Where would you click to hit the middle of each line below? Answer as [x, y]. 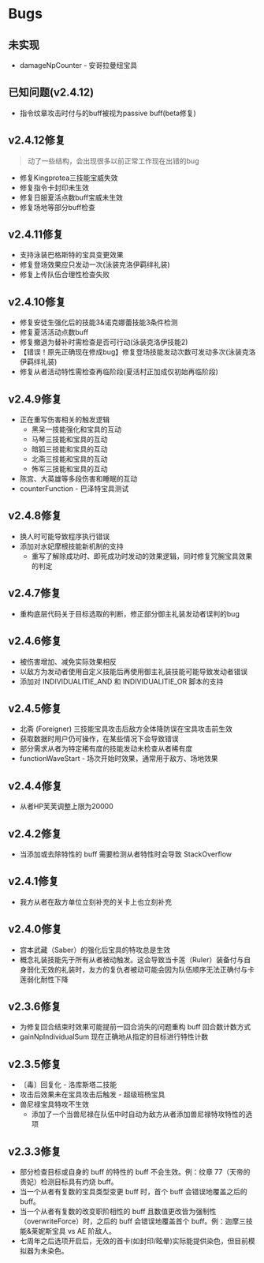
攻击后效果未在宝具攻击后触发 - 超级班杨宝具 [92, 1095]
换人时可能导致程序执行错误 [65, 536]
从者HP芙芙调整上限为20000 [67, 807]
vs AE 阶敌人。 [91, 1231]
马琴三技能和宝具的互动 [69, 440]
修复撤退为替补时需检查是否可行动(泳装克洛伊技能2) [104, 342]
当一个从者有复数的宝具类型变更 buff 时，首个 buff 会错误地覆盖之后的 [133, 1192]
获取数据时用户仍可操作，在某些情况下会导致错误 [99, 739]
